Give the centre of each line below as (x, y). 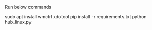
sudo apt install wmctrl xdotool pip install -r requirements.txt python (76, 17)
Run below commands (28, 7)
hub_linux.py (18, 22)
